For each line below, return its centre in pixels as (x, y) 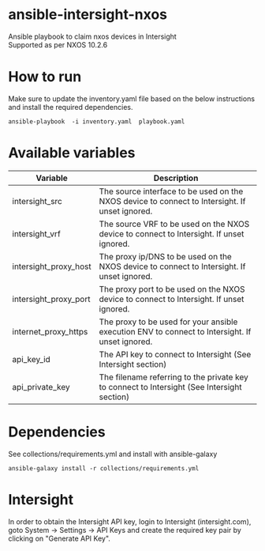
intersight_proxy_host (52, 266)
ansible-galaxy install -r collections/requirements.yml (104, 468)
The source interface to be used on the (171, 191)
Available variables (72, 153)
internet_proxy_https (50, 331)
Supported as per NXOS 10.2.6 (58, 44)
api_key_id (32, 359)
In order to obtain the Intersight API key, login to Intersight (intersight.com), (130, 521)
